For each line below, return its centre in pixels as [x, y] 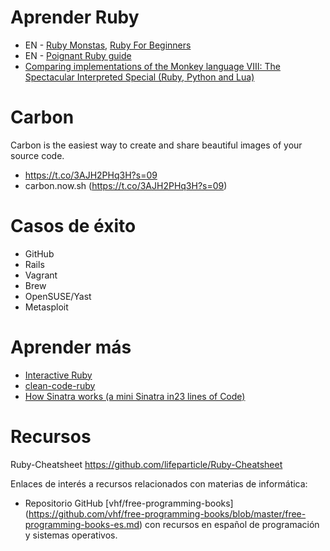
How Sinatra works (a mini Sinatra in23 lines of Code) [135, 396]
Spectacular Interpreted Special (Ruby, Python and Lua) [139, 77]
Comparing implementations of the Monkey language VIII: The [152, 66]
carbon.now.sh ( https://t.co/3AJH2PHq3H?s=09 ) [126, 185]
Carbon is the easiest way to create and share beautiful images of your [156, 145]
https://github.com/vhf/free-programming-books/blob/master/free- [167, 513]
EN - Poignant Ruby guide [78, 55]
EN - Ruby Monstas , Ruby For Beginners [108, 45]
